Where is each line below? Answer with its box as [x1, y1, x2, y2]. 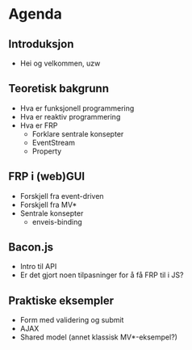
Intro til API [19, 262, 57, 272]
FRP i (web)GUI [8, 170, 86, 183]
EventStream [31, 137, 75, 147]
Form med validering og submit [19, 315, 124, 325]
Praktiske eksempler [8, 293, 115, 307]
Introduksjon [8, 37, 74, 51]
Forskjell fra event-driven [19, 191, 104, 200]
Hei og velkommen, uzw [19, 58, 101, 68]
